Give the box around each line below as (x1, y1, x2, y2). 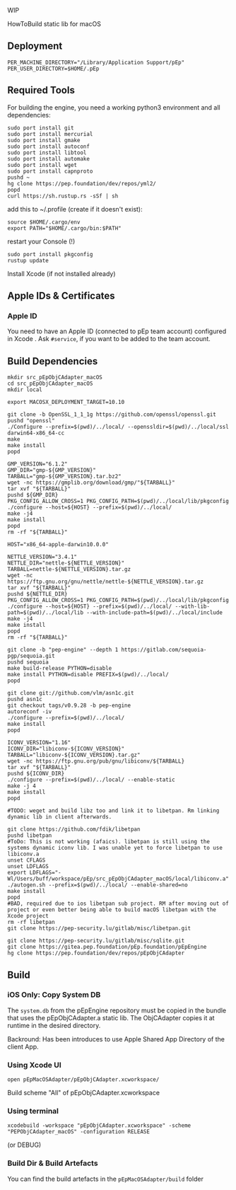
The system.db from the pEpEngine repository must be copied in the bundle (7, 1006, 227, 1015)
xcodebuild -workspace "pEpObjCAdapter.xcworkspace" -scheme (7, 1122, 191, 1129)
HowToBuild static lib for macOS (7, 20, 101, 28)
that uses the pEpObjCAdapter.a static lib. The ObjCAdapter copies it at (7, 1013, 215, 1022)
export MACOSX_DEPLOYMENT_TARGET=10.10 (7, 399, 125, 406)
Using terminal (7, 1107, 59, 1116)
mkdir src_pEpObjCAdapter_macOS (7, 374, 102, 381)
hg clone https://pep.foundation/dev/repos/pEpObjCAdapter (7, 949, 185, 957)
